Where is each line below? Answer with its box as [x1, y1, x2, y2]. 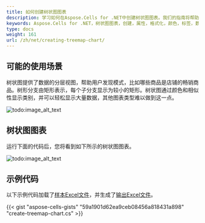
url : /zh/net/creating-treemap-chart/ [6, 37, 105, 43]
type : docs [6, 26, 34, 32]
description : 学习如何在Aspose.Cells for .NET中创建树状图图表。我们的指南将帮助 [6, 15, 200, 21]
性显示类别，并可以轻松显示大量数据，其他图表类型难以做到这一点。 [6, 94, 178, 101]
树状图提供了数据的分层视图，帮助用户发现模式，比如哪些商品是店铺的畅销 [6, 79, 193, 86]
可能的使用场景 [6, 62, 63, 72]
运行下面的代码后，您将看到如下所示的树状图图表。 [6, 143, 135, 150]
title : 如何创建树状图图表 [6, 9, 67, 15]
